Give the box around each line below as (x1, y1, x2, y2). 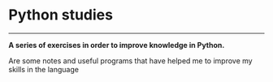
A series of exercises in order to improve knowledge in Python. (8, 40, 225, 50)
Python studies (8, 6, 114, 24)
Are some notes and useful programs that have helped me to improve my (8, 55, 253, 66)
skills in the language (8, 64, 80, 74)
